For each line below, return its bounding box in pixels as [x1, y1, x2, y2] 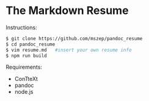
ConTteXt [14, 75, 38, 83]
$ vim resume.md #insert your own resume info [5, 47, 132, 53]
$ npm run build [5, 52, 47, 58]
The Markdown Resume [5, 4, 129, 18]
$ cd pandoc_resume [5, 41, 56, 47]
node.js [14, 88, 34, 96]
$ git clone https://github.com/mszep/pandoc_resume [5, 35, 143, 41]
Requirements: [5, 63, 42, 71]
